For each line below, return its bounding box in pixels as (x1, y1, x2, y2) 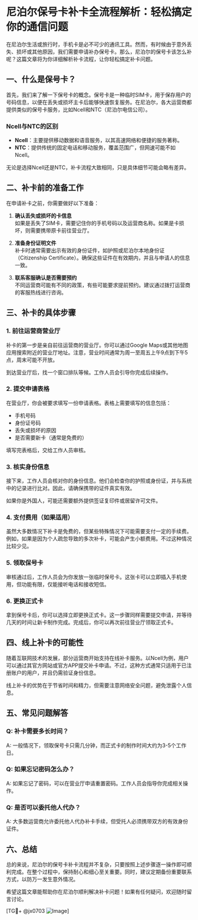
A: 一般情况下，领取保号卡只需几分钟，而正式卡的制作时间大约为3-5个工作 (6, 741, 187, 749)
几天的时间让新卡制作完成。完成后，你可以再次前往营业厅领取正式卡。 (6, 619, 177, 626)
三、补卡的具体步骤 (6, 308, 76, 318)
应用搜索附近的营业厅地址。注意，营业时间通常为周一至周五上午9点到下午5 (6, 349, 188, 356)
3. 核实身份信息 (6, 462, 50, 471)
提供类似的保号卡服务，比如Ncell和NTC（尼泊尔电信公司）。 (6, 106, 151, 113)
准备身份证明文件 (14, 239, 57, 247)
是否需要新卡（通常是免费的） (14, 434, 87, 441)
